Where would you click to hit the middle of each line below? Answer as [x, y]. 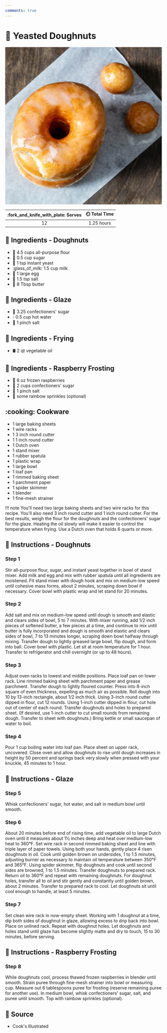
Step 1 [13, 559]
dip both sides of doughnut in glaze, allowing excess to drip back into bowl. [83, 921]
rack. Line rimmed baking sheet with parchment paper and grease [73, 681]
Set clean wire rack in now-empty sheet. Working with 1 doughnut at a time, [83, 915]
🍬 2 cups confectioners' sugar [43, 386]
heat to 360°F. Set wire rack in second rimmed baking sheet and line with [80, 844]
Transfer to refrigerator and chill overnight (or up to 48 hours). [69, 652]
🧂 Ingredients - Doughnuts [47, 240]
